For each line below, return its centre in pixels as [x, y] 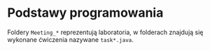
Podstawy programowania [85, 13]
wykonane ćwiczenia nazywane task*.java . [71, 39]
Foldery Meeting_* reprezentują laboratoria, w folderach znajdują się [105, 32]
